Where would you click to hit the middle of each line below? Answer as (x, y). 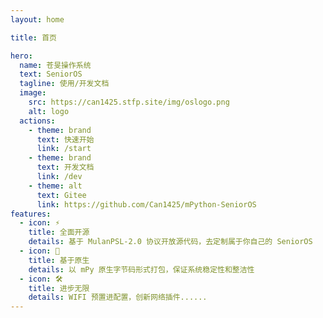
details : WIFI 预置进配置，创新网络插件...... (118, 297)
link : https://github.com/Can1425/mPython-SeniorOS (146, 204)
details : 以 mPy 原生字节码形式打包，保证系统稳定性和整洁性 (141, 269)
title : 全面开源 (59, 232)
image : (33, 93)
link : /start (64, 149)
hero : (21, 56)
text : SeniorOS (51, 74)
